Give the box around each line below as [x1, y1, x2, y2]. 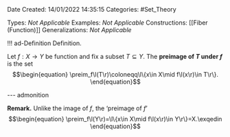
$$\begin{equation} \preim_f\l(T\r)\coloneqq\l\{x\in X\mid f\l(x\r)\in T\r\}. [12, 71, 218, 78]
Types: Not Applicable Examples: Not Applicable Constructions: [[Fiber [7, 18, 208, 27]
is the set [7, 60, 33, 68]
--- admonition [7, 91, 49, 99]
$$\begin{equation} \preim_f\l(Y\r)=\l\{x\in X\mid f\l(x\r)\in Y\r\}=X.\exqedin [8, 115, 222, 123]
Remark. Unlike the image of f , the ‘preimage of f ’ [7, 104, 148, 112]
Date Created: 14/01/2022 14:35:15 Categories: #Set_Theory [7, 5, 176, 13]
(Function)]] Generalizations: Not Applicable [7, 26, 132, 34]
